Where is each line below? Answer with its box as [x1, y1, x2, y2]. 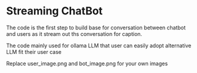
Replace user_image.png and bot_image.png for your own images [6, 60, 168, 67]
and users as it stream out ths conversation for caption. [6, 30, 142, 37]
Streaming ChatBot [6, 4, 103, 18]
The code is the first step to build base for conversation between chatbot [6, 24, 186, 31]
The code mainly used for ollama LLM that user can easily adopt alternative [6, 42, 192, 49]
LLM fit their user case [6, 48, 61, 55]
